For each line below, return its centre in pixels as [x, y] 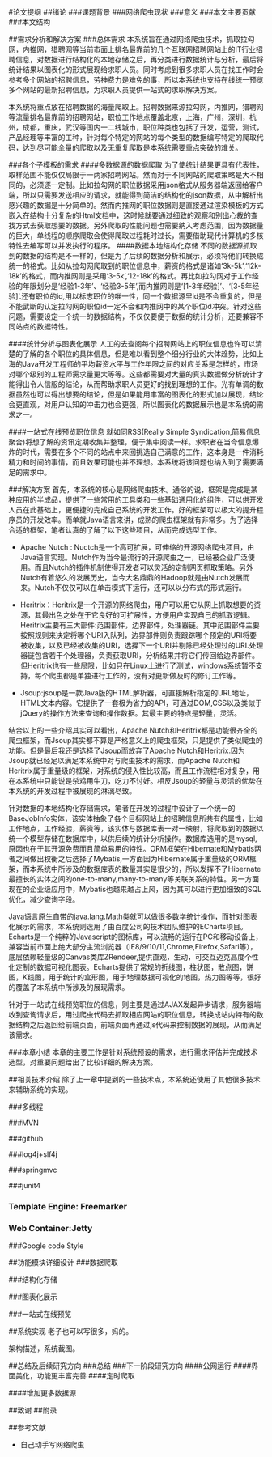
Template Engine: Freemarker [68, 1206]
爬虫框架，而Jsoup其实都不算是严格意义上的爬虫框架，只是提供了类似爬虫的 [136, 740]
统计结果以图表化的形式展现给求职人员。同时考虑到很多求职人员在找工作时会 [136, 70]
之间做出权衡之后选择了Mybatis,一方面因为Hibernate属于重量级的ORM [132, 859]
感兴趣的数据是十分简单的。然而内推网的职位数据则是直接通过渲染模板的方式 [136, 205]
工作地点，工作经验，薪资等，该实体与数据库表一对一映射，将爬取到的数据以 [136, 828]
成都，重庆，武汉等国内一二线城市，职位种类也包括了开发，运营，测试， [143, 127]
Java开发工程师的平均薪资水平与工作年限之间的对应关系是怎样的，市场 [140, 364]
